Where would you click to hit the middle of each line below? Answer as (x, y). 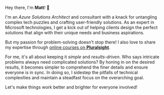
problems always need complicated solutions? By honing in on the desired (80, 62)
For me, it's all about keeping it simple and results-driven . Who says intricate (82, 57)
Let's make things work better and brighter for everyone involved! (71, 87)
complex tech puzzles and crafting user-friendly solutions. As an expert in (80, 22)
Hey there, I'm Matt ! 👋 (27, 8)
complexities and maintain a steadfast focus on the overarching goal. (75, 78)
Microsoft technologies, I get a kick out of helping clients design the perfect (82, 27)
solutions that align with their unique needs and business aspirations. (75, 33)
